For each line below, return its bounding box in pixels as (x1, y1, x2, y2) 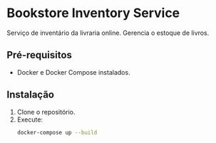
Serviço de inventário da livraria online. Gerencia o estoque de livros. (6, 28, 210, 37)
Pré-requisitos (6, 49, 73, 61)
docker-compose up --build (16, 129, 98, 136)
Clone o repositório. (16, 107, 76, 116)
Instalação (6, 89, 55, 101)
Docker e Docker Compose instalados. (16, 68, 130, 76)
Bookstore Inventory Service (6, 5, 180, 21)
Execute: (16, 115, 43, 124)
